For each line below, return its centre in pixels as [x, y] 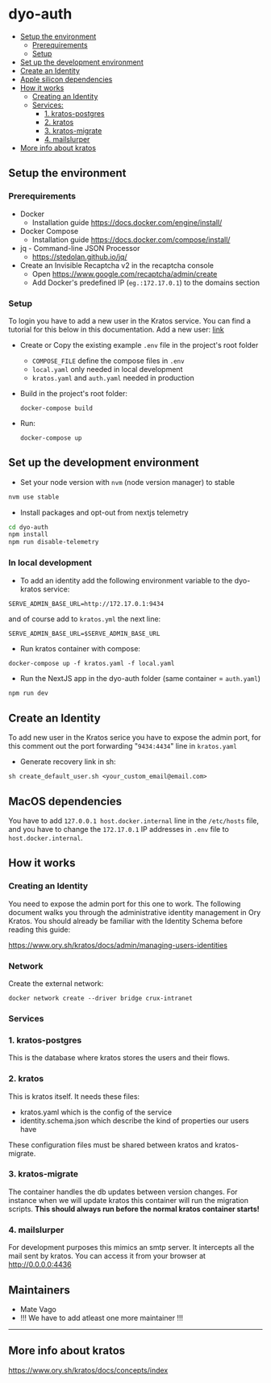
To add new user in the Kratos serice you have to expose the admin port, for [135, 737]
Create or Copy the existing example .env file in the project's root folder [139, 345]
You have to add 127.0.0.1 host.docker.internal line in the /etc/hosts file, [134, 821]
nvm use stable [34, 497]
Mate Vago [38, 1309]
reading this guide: [40, 930]
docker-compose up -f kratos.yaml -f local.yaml [92, 663]
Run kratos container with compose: [80, 648]
